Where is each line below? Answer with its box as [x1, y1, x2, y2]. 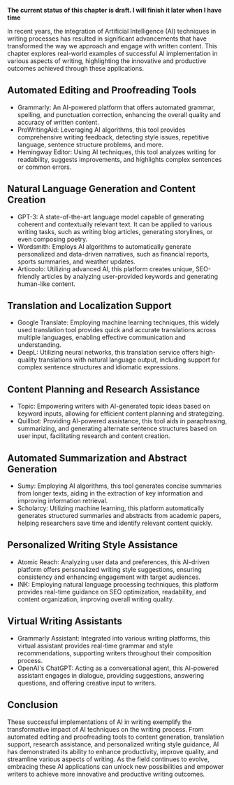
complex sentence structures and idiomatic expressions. [17, 363, 180, 371]
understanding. [17, 341, 61, 349]
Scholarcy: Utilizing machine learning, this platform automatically [17, 504, 205, 512]
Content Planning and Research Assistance [7, 383, 200, 395]
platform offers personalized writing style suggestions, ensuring [17, 565, 203, 573]
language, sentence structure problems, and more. [17, 140, 164, 149]
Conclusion [7, 699, 59, 711]
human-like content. [17, 280, 75, 288]
